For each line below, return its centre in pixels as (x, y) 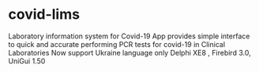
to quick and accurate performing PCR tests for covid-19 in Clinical (117, 44)
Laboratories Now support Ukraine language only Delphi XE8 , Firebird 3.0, (129, 52)
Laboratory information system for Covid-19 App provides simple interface (129, 36)
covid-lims (44, 14)
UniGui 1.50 (27, 61)
